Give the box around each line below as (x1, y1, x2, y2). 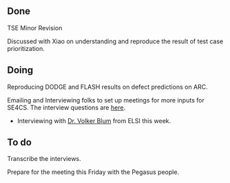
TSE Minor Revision (7, 23, 63, 32)
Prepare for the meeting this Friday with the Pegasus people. (7, 168, 180, 176)
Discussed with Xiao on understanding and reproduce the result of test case (7, 37, 224, 45)
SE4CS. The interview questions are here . (7, 103, 126, 111)
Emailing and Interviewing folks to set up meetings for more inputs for (7, 96, 205, 104)
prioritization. (7, 44, 45, 52)
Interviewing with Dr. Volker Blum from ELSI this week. (17, 116, 171, 125)
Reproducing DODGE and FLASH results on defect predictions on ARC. (7, 83, 208, 91)
